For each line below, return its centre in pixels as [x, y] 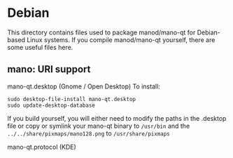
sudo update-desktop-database [51, 105]
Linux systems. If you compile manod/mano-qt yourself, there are [121, 39]
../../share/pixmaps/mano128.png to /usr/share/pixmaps [89, 133]
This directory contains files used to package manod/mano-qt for [101, 32]
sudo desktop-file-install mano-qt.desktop [72, 99]
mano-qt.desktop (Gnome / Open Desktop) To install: [84, 86]
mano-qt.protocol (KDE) [42, 147]
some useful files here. [40, 47]
